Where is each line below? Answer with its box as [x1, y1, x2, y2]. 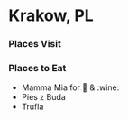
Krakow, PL [8, 5, 94, 26]
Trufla [21, 101, 44, 113]
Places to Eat [8, 62, 67, 75]
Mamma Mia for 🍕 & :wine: [21, 82, 120, 93]
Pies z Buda [21, 92, 67, 103]
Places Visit [8, 38, 62, 50]
